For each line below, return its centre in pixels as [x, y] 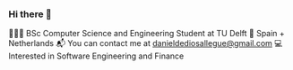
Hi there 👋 [30, 14]
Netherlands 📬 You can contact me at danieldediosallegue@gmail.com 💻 [146, 43]
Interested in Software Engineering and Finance [96, 56]
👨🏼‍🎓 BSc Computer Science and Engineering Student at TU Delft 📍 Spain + [147, 34]
